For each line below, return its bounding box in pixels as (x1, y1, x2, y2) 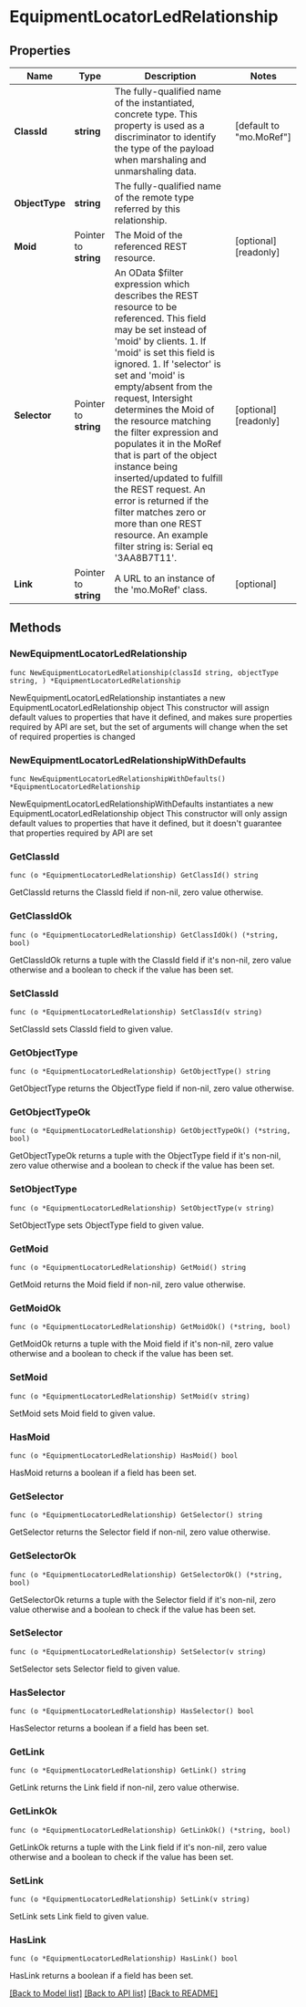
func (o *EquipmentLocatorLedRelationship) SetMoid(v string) (9, 1391, 250, 1401)
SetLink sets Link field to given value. (9, 1911, 149, 1922)
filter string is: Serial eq (114, 540, 214, 553)
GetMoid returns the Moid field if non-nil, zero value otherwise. (9, 1279, 246, 1290)
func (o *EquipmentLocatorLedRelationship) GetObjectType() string (9, 1067, 271, 1076)
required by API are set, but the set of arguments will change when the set (9, 721, 289, 732)
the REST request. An (114, 484, 207, 495)
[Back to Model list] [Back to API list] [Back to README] (9, 1988, 219, 1999)
